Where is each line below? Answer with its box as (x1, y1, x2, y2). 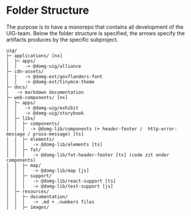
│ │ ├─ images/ (6, 204, 50, 210)
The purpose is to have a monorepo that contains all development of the (6, 23, 184, 30)
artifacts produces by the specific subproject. (6, 36, 118, 43)
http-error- (147, 126, 178, 132)
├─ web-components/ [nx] (6, 94, 68, 100)
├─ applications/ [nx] (6, 53, 63, 58)
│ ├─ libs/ (6, 115, 36, 121)
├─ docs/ (6, 84, 28, 90)
